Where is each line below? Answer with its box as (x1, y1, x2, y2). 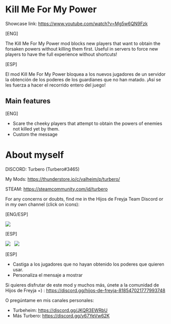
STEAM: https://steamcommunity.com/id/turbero (5, 186, 108, 192)
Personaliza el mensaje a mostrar (12, 272, 83, 278)
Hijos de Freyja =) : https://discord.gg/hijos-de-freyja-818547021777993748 (5, 287, 166, 293)
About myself (5, 149, 64, 161)
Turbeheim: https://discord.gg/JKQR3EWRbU (12, 307, 108, 313)
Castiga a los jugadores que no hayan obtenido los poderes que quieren (12, 261, 164, 267)
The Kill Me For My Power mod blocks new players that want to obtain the (5, 40, 161, 47)
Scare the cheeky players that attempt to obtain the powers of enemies (12, 120, 162, 126)
